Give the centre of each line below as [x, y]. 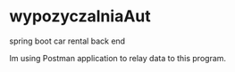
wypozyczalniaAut [80, 16]
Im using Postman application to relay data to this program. [117, 58]
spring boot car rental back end [67, 41]
